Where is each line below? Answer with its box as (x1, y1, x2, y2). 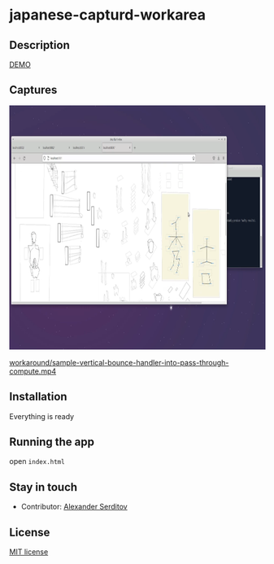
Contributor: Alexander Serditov (20, 502, 128, 512)
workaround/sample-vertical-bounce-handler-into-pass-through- (9, 357, 229, 367)
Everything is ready (9, 411, 75, 421)
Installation (9, 390, 67, 404)
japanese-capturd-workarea (9, 6, 207, 24)
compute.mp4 (9, 366, 57, 376)
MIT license (9, 547, 49, 557)
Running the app (9, 435, 94, 449)
